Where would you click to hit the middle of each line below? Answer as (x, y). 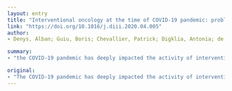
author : (18, 33)
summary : (20, 52)
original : (21, 70)
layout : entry (28, 13)
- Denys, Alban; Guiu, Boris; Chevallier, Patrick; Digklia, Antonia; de (116, 39)
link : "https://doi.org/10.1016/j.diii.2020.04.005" (85, 26)
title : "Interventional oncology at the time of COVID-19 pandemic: (108, 20)
